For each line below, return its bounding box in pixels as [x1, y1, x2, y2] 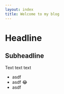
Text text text [5, 64, 32, 70]
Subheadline [5, 52, 45, 60]
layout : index [5, 7, 34, 12]
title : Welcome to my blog [5, 12, 60, 16]
